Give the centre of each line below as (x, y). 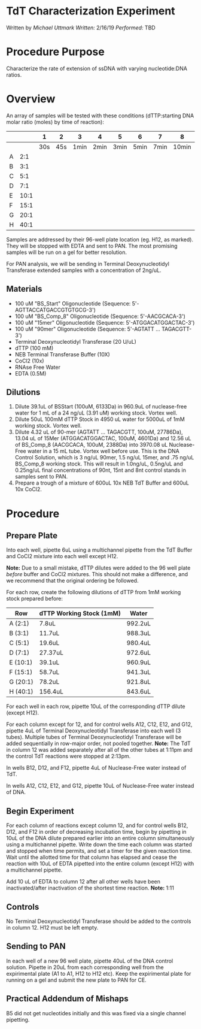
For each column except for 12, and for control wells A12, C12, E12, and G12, (99, 724)
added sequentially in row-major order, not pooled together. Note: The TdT (99, 743)
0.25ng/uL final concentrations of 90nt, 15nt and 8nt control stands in (100, 470)
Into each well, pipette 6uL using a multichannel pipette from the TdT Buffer (99, 550)
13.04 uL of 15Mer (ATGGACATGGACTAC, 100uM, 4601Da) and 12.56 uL (103, 438)
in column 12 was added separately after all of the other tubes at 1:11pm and (99, 750)
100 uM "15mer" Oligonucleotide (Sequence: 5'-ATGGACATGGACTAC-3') (105, 322)
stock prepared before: (35, 599)
